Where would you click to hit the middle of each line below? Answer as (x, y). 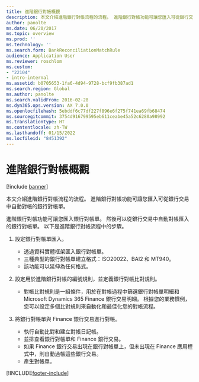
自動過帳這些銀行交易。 (73, 354)
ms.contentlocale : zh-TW (37, 128)
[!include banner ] (27, 186)
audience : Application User (41, 56)
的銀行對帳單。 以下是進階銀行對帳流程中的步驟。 (67, 226)
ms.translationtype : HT (36, 122)
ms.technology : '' (29, 45)
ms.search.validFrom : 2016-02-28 (47, 100)
